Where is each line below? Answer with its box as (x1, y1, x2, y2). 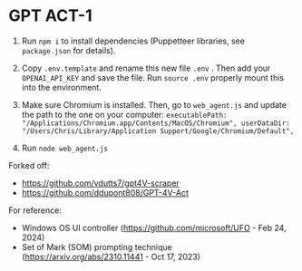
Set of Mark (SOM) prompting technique (21, 241, 173, 252)
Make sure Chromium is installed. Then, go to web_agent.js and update (21, 99, 287, 110)
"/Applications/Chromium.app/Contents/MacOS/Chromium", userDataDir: (21, 119, 291, 128)
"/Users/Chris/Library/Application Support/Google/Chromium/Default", (21, 126, 295, 136)
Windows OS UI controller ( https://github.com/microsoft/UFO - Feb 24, (21, 222, 287, 233)
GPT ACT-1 (8, 5, 93, 26)
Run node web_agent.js (21, 142, 108, 153)
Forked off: (8, 160, 50, 170)
